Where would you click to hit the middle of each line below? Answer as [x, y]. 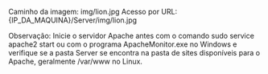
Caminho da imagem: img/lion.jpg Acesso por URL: [93, 12]
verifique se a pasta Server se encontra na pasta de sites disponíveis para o [134, 53]
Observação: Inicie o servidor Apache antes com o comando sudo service [132, 36]
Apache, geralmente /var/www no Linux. [76, 61]
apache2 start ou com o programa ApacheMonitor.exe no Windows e [123, 44]
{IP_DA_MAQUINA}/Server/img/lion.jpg [73, 20]
